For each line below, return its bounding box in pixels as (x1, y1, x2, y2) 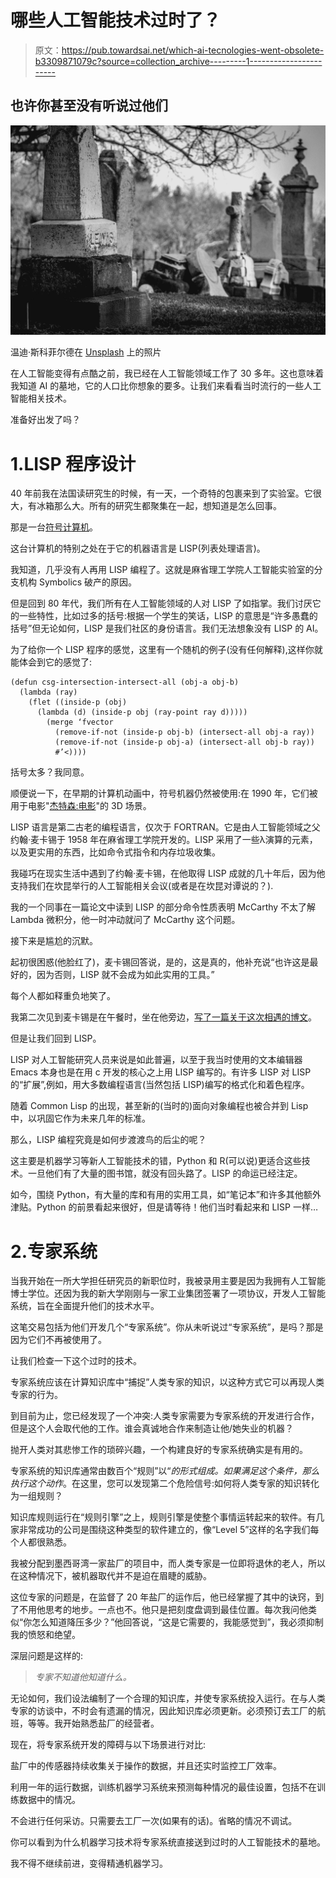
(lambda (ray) (19, 687, 78, 698)
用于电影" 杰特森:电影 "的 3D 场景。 (10, 800, 152, 812)
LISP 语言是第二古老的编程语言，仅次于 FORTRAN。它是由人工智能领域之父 (10, 821, 321, 833)
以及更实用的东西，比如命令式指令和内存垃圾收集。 (10, 846, 221, 858)
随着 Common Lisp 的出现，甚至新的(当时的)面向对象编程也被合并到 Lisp (10, 1100, 309, 1112)
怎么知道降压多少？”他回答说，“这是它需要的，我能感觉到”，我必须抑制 (31, 1616, 324, 1628)
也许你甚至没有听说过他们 (10, 97, 168, 115)
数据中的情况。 (18, 1794, 81, 1806)
